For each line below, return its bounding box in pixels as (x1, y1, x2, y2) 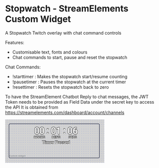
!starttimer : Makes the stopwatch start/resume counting (12, 73, 128, 79)
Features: (5, 39, 25, 45)
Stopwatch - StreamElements (5, 3, 129, 14)
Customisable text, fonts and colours (12, 49, 88, 55)
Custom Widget (5, 13, 71, 25)
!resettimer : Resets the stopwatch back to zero (12, 84, 109, 90)
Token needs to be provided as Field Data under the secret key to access (5, 99, 155, 105)
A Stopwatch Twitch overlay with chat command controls (5, 30, 121, 36)
